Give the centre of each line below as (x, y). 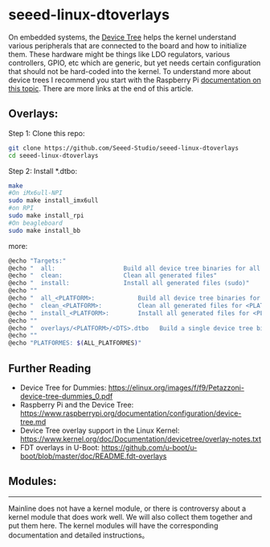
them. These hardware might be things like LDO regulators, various (119, 54)
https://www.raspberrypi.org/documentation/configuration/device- (131, 413)
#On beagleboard (35, 223)
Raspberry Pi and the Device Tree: (77, 404)
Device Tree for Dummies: (63, 387)
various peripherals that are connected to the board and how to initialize (128, 45)
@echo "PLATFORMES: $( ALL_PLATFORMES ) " (75, 343)
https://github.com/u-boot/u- (149, 447)
